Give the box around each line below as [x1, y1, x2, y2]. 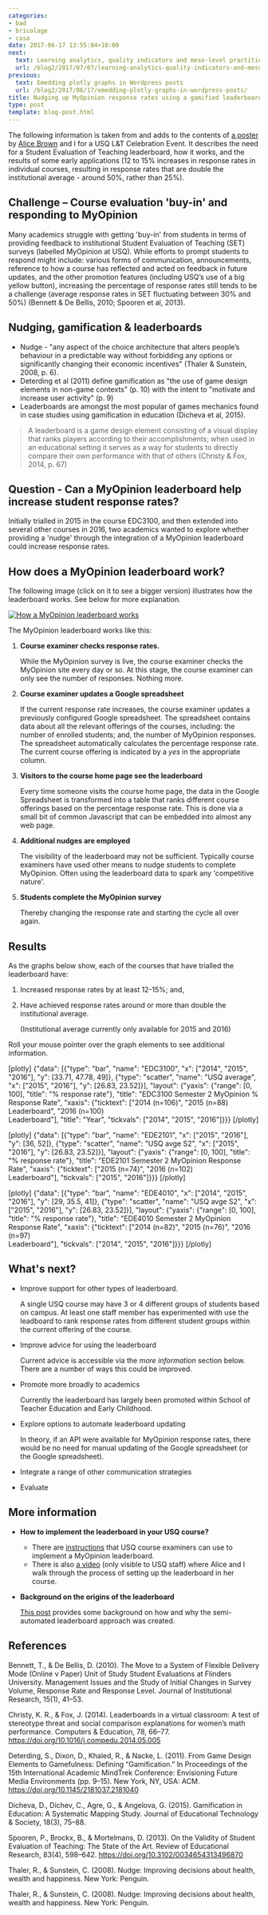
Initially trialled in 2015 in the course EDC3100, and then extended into [8, 517, 238, 526]
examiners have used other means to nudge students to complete [19, 860, 237, 870]
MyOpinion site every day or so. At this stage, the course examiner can [19, 665, 254, 675]
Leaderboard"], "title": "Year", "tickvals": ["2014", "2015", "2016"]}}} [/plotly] [8, 1115, 259, 1124]
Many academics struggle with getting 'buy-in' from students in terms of [8, 229, 247, 239]
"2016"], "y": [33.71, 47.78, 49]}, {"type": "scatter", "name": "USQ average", [8, 1072, 257, 1082]
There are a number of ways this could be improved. [19, 1364, 193, 1374]
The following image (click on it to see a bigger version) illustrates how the [8, 586, 253, 596]
